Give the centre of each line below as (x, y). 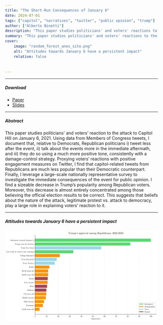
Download (16, 87)
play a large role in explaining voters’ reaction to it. (55, 206)
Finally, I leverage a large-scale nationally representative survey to (71, 174)
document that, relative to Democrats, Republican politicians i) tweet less (78, 143)
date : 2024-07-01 (23, 15)
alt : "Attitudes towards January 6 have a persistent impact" (78, 51)
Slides (18, 105)
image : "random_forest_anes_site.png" (53, 46)
